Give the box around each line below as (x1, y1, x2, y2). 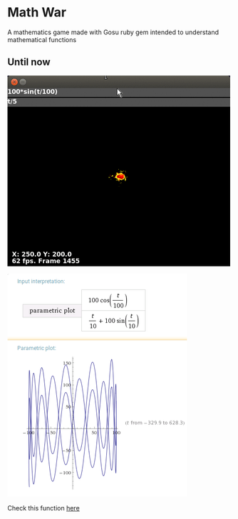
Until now (7, 56, 51, 68)
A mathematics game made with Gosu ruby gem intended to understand (7, 28, 219, 36)
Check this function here (7, 503, 80, 512)
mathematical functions (7, 35, 77, 43)
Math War (7, 4, 66, 21)
